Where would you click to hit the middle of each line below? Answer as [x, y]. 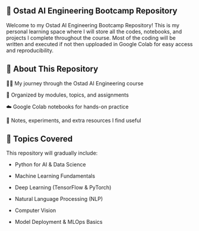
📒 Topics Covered [40, 139]
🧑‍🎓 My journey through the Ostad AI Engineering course [75, 83]
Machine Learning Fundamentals [55, 176]
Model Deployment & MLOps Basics [59, 222]
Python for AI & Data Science [50, 165]
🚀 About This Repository [52, 69]
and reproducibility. [30, 50]
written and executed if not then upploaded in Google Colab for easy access [99, 44]
